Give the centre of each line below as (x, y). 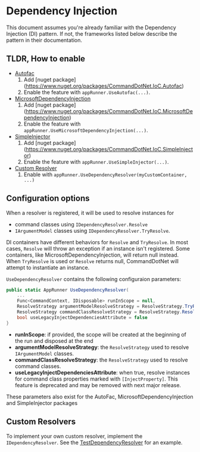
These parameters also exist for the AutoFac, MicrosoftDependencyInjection (100, 397)
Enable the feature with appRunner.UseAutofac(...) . (87, 92)
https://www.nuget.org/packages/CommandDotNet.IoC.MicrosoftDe (110, 111)
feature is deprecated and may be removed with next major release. (98, 385)
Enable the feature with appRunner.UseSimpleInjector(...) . (96, 161)
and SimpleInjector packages (42, 403)
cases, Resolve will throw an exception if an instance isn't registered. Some (98, 248)
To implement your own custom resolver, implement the (74, 436)
